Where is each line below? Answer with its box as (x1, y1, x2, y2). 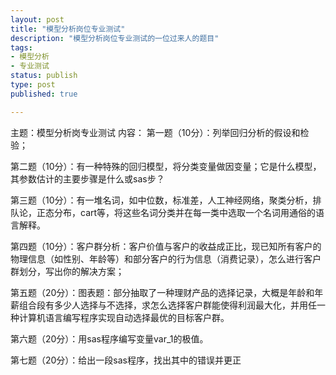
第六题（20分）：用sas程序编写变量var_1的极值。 (10, 332, 209, 345)
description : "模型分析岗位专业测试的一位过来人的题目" (10, 33, 220, 43)
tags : (10, 42, 33, 53)
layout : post (10, 14, 65, 25)
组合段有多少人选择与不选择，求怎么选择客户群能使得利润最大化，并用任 (18, 299, 317, 311)
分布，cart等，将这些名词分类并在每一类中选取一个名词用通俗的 (53, 206, 317, 218)
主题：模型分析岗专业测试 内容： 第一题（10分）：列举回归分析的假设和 (10, 126, 301, 138)
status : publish (10, 71, 78, 81)
